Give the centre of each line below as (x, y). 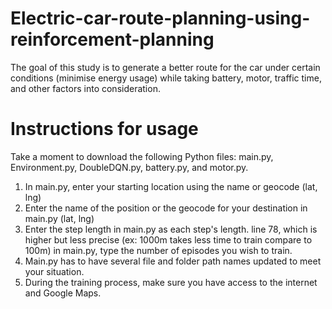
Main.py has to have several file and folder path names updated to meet (173, 261)
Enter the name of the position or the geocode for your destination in (166, 208)
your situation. (54, 271)
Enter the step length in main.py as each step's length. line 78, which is (171, 229)
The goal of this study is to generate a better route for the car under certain (165, 67)
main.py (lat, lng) (59, 218)
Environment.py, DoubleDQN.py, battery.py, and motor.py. (129, 167)
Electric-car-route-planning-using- (160, 18)
